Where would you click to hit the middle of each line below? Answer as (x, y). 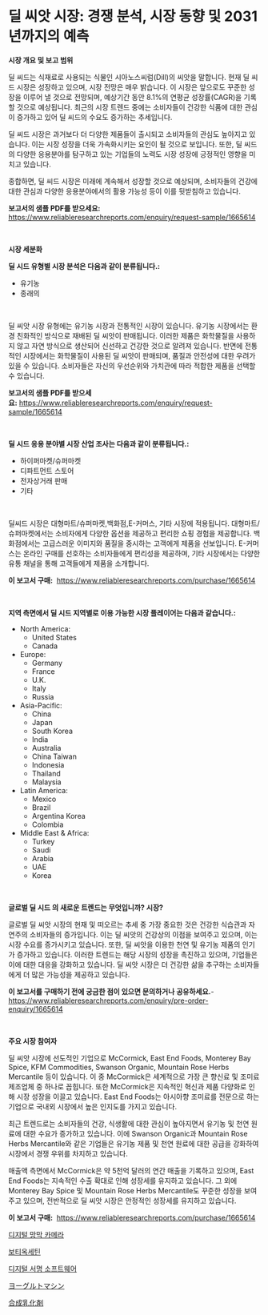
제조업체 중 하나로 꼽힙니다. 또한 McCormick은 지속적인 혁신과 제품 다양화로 (128, 1086)
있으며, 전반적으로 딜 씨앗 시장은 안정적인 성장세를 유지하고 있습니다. (130, 1201)
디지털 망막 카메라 (36, 1234)
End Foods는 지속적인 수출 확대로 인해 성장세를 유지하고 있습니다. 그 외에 (123, 1181)
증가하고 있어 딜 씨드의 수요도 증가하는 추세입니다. (94, 117)
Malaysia (46, 782)
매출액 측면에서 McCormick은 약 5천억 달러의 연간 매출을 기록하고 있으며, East (131, 1170)
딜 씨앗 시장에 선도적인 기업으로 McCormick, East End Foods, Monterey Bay (130, 1058)
